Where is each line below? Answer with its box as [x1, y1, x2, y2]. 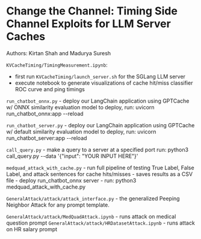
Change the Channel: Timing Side [6, 4, 178, 18]
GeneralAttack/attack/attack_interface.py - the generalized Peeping [6, 195, 180, 202]
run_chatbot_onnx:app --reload [6, 110, 84, 117]
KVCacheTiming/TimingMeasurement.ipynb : [6, 61, 108, 68]
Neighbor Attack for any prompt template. [6, 201, 110, 208]
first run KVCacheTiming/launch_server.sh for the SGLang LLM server [14, 73, 185, 80]
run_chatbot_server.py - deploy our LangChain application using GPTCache [6, 121, 195, 129]
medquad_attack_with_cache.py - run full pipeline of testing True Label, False [6, 164, 194, 171]
